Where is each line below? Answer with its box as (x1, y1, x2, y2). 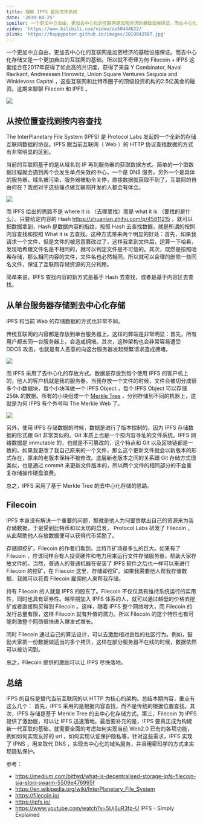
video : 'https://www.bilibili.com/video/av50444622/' (6, 25, 145, 32)
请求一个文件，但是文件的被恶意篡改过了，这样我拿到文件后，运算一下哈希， (6, 238, 197, 245)
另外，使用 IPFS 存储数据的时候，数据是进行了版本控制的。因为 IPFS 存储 (6, 424, 188, 431)
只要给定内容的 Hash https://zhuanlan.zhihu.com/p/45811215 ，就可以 (19, 215, 193, 222)
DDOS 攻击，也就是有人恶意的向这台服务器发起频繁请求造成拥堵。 (6, 345, 171, 353)
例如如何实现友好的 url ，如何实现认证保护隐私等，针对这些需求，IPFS (6, 733, 181, 740)
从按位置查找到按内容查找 (6, 116, 101, 126)
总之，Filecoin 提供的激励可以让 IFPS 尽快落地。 (6, 659, 127, 666)
